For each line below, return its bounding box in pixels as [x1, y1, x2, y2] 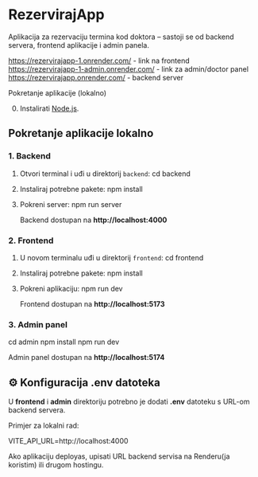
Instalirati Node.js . [19, 104, 79, 113]
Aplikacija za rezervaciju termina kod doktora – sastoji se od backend [8, 32, 234, 41]
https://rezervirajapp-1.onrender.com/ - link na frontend [8, 56, 191, 65]
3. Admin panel [8, 319, 67, 330]
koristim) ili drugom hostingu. [8, 460, 104, 470]
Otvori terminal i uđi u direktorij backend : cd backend [19, 169, 191, 178]
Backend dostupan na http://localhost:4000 [19, 215, 168, 225]
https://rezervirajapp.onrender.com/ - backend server [8, 72, 184, 82]
